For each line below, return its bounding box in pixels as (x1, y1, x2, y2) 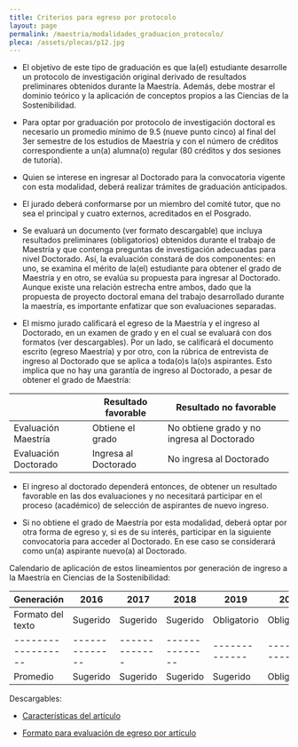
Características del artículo (21, 711, 122, 721)
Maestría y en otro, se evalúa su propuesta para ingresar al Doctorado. (21, 273, 281, 283)
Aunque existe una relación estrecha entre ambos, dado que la (21, 282, 252, 293)
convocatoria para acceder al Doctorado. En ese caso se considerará (21, 536, 276, 547)
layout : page (9, 21, 58, 30)
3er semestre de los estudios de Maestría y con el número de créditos (21, 136, 278, 147)
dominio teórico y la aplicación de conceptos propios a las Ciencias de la (21, 91, 289, 101)
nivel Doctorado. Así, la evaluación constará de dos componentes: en (21, 254, 276, 265)
